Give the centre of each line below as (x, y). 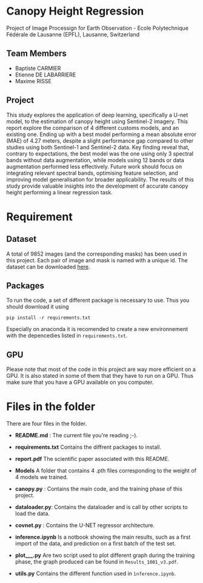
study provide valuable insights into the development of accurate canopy (98, 186)
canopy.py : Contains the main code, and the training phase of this (99, 489)
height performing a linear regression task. (60, 192)
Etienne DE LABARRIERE (45, 75)
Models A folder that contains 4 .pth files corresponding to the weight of (106, 471)
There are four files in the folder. (46, 424)
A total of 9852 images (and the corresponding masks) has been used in (97, 254)
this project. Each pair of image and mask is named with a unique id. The (97, 260)
